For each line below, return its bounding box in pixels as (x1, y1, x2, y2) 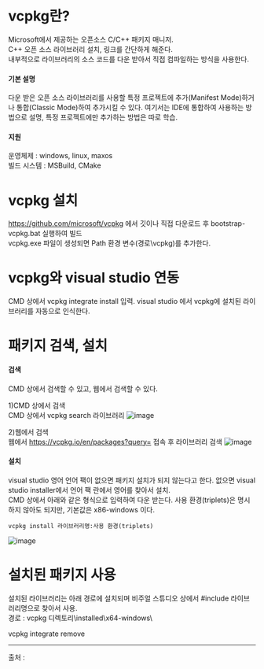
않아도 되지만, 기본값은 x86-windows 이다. (22, 505, 156, 514)
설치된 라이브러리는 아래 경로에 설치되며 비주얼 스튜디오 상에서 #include (8, 593, 229, 603)
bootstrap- (211, 219, 246, 228)
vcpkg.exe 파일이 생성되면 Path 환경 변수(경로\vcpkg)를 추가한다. (8, 238, 211, 248)
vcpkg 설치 (8, 191, 79, 209)
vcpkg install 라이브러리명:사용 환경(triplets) (8, 522, 154, 530)
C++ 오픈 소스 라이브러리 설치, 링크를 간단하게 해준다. (8, 44, 173, 54)
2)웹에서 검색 (8, 427, 49, 437)
